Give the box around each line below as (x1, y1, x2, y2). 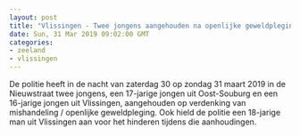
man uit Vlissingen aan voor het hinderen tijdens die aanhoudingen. (9, 116, 257, 127)
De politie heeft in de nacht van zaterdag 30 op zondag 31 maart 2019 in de (9, 79, 286, 89)
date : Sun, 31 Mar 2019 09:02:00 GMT (9, 29, 150, 38)
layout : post (9, 12, 58, 22)
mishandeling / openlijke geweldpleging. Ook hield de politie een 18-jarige (9, 108, 281, 117)
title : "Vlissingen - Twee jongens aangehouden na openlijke (9, 21, 242, 30)
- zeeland (9, 46, 46, 55)
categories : (9, 37, 54, 47)
